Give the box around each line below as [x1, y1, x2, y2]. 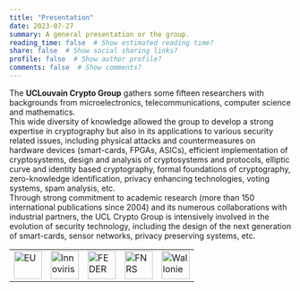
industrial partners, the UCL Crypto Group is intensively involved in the [9, 211, 270, 222]
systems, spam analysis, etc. [9, 183, 116, 193]
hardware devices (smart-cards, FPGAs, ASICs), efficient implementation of [9, 144, 288, 155]
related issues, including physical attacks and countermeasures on [9, 135, 256, 146]
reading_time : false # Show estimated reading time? [9, 38, 215, 47]
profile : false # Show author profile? [9, 55, 163, 64]
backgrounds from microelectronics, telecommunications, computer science [9, 97, 291, 107]
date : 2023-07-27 [9, 21, 74, 30]
